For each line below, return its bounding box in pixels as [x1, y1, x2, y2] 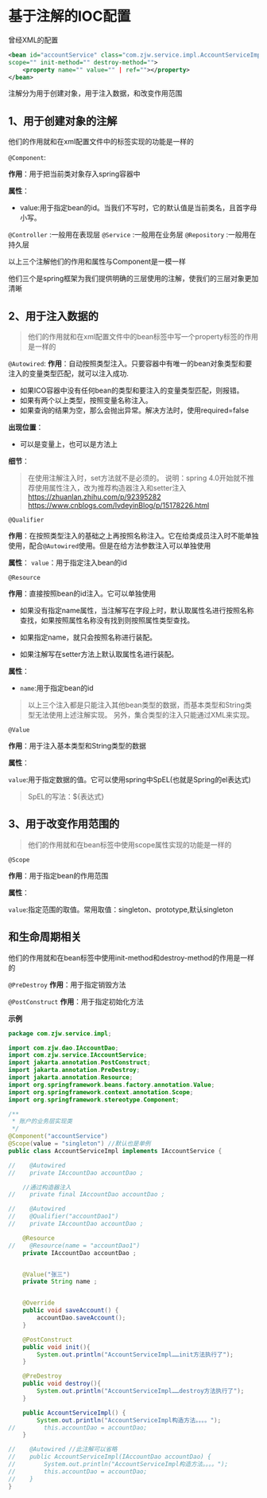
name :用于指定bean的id [19, 683, 94, 693]
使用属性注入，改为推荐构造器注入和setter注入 [34, 483, 187, 493]
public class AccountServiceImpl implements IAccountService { [8, 1147, 222, 1155]
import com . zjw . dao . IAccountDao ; [8, 1044, 119, 1052]
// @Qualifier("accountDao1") [8, 1212, 119, 1221]
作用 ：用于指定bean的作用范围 [8, 870, 109, 880]
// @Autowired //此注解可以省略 [8, 1445, 118, 1453]
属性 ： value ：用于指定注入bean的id [8, 558, 127, 568]
